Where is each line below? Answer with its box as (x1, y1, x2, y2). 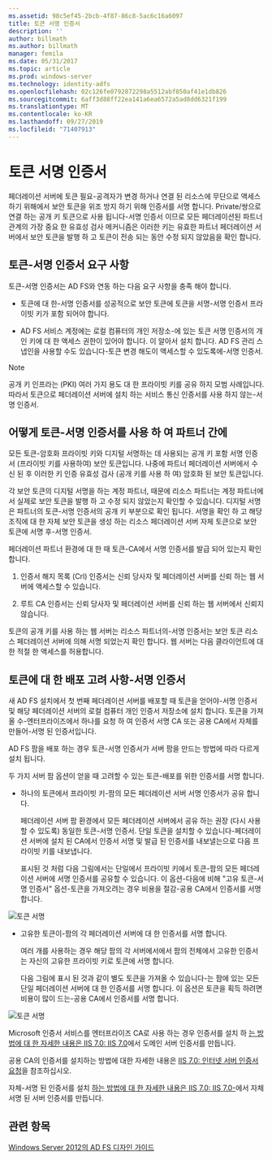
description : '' (8, 27, 63, 35)
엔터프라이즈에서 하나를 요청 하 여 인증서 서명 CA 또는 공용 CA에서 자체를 (27, 716, 259, 726)
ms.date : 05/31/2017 (8, 58, 79, 66)
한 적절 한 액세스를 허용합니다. (8, 647, 104, 657)
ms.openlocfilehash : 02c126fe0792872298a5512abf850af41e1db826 (8, 87, 227, 96)
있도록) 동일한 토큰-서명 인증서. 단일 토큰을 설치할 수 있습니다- (37, 826, 235, 836)
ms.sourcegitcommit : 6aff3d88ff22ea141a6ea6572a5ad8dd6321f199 (8, 95, 227, 103)
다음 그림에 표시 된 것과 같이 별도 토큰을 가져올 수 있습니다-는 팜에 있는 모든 (19, 973, 260, 984)
